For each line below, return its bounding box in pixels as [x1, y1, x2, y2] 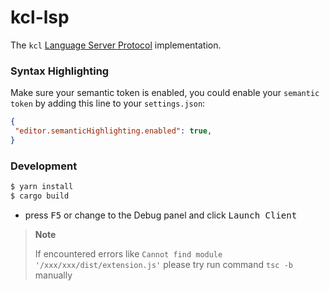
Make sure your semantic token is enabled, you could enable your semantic [10, 87, 320, 99]
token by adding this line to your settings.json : [10, 97, 206, 110]
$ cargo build [10, 191, 70, 201]
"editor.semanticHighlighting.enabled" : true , [14, 126, 213, 136]
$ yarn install [10, 182, 74, 192]
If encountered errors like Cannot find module [34, 247, 223, 260]
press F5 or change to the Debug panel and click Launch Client [24, 209, 298, 221]
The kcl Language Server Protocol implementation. [10, 39, 222, 51]
